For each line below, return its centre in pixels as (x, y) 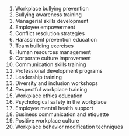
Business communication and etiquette (62, 114)
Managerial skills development (52, 21)
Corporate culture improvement (53, 58)
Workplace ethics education (49, 96)
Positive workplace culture (47, 120)
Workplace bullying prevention (52, 8)
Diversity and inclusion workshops (56, 83)
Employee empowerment (45, 27)
